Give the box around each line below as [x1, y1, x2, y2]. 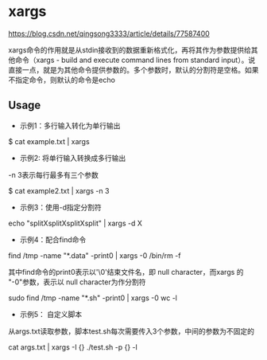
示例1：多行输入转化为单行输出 [19, 120, 121, 130]
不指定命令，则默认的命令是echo [8, 75, 115, 84]
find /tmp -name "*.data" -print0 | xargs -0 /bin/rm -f [8, 250, 181, 260]
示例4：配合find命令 [19, 234, 87, 245]
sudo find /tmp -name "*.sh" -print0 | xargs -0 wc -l [8, 293, 177, 303]
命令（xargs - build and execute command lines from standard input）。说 [14, 55, 256, 65]
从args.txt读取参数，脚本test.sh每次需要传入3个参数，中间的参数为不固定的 [8, 326, 254, 336]
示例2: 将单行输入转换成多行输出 [19, 153, 126, 162]
